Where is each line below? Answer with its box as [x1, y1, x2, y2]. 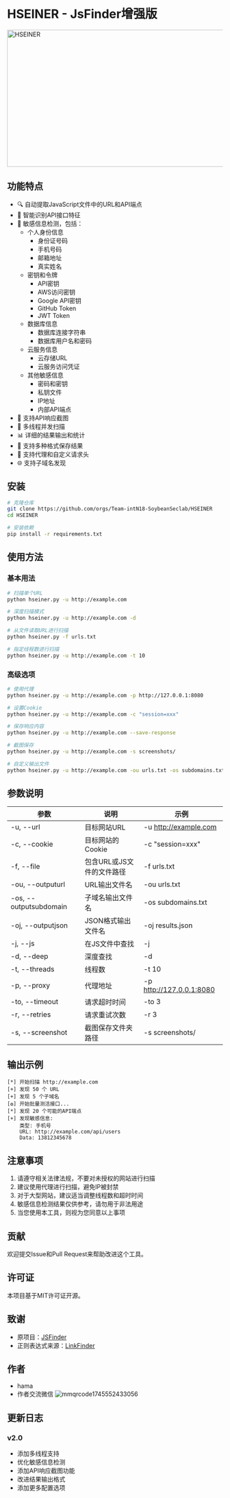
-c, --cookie [10, 840, 53, 849]
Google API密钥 [37, 296, 82, 305]
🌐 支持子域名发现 [16, 458, 66, 466]
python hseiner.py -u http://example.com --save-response [7, 729, 176, 736]
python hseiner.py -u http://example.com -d [7, 614, 136, 622]
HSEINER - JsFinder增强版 [7, 6, 157, 22]
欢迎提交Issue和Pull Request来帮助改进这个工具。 [7, 1249, 147, 1258]
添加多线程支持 [16, 1449, 60, 1458]
